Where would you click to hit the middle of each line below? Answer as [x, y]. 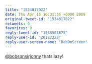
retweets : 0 [17, 24]
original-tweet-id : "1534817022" [40, 19]
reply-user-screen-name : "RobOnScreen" [46, 42]
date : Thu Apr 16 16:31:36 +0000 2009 [45, 14]
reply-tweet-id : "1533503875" [37, 33]
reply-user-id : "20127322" [33, 38]
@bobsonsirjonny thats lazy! [34, 56]
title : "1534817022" [27, 10]
